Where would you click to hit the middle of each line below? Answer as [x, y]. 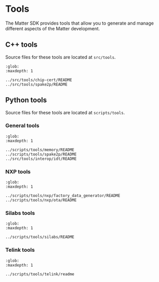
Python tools [26, 100]
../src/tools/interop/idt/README [41, 159]
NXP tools [18, 171]
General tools [22, 126]
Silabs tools [20, 213]
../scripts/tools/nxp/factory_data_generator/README [63, 196]
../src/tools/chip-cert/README [39, 80]
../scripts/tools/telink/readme [40, 274]
